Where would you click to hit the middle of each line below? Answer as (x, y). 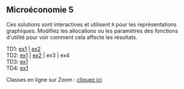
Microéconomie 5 (40, 10)
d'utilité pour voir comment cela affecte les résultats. (72, 37)
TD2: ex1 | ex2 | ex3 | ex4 (38, 55)
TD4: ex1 (17, 68)
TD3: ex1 (17, 61)
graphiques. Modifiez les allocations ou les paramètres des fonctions (92, 31)
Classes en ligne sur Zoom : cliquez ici (54, 79)
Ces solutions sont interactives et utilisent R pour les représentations (91, 24)
